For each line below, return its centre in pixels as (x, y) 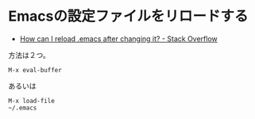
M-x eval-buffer (35, 70)
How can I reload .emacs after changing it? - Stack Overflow (119, 38)
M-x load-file (32, 101)
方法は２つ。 (29, 55)
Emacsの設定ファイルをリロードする (128, 16)
